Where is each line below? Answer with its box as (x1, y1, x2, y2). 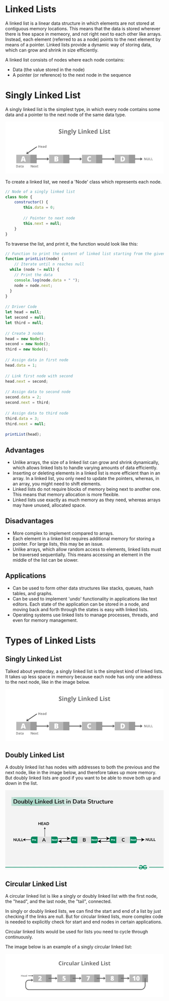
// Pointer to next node (23, 216, 75, 221)
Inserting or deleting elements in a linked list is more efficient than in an (12, 470, 160, 476)
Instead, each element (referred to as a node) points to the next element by (5, 36, 161, 42)
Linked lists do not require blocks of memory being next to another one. (12, 486, 161, 492)
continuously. (5, 934, 33, 940)
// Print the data (14, 272, 53, 278)
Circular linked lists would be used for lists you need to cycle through (5, 929, 148, 935)
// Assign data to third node (5, 410, 69, 416)
